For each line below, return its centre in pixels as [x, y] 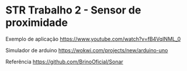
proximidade [37, 23]
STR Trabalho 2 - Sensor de [73, 10]
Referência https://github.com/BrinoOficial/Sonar [64, 62]
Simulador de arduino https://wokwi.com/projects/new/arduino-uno [87, 50]
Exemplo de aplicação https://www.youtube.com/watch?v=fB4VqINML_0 [93, 39]
